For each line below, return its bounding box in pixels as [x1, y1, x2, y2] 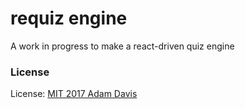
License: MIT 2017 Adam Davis [10, 88, 138, 100]
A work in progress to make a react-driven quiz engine [10, 40, 235, 52]
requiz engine [10, 7, 128, 30]
